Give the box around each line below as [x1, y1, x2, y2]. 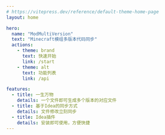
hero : [6, 25, 20, 31]
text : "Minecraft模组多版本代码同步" [11, 37, 97, 43]
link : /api [22, 76, 50, 82]
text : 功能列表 [22, 70, 57, 76]
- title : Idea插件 [11, 114, 56, 120]
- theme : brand [17, 47, 55, 54]
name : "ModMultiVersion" [11, 31, 74, 37]
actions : [11, 42, 33, 48]
